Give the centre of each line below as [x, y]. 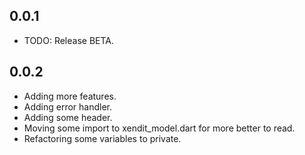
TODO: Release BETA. [69, 40]
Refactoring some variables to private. [102, 138]
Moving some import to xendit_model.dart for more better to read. [159, 128]
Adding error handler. [68, 106]
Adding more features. [70, 96]
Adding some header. [68, 117]
